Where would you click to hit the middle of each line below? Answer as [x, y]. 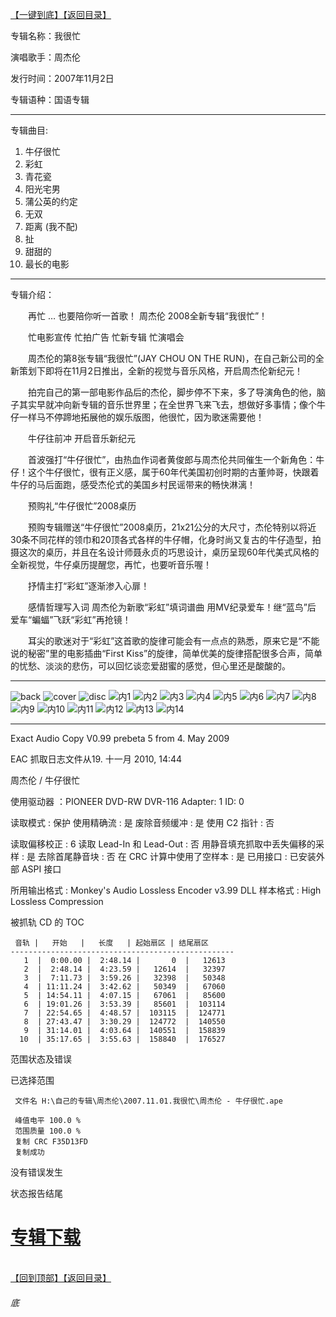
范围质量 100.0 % [48, 1131]
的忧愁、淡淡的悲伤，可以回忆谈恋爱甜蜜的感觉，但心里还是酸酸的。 [150, 666]
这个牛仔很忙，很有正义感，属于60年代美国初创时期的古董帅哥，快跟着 [173, 472]
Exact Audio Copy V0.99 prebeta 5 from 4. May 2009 [120, 738]
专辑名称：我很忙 [45, 36]
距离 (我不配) [51, 226]
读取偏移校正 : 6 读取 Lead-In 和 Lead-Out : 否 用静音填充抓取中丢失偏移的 [163, 844]
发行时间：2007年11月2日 [62, 78]
